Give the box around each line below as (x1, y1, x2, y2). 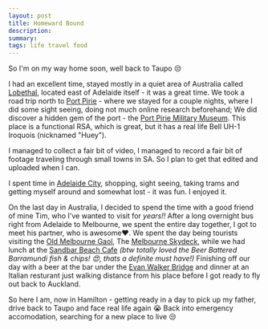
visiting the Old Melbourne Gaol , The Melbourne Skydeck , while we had (8, 237, 246, 246)
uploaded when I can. (8, 163, 80, 173)
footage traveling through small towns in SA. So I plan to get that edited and (8, 154, 258, 164)
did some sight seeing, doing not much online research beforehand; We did (8, 105, 258, 115)
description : (8, 26, 52, 35)
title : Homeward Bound (8, 19, 84, 27)
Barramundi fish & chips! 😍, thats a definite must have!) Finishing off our (8, 254, 250, 263)
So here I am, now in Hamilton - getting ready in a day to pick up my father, (8, 294, 257, 305)
